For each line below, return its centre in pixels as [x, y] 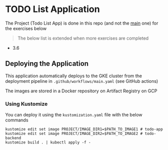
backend [13, 138]
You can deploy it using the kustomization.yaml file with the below [74, 115]
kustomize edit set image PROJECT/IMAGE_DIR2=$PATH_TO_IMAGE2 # [74, 134]
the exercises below [26, 28]
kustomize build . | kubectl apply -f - [48, 142]
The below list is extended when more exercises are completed [83, 38]
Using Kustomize [26, 104]
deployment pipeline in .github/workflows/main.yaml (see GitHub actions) [82, 81]
